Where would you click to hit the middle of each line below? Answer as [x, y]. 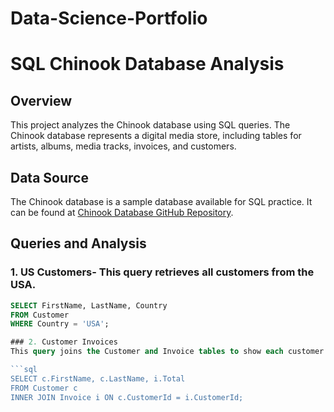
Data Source [49, 177]
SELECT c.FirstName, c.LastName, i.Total [98, 378]
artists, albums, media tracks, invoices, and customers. [123, 146]
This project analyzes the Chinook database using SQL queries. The [150, 125]
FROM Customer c [44, 388]
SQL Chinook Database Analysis [147, 64]
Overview [41, 100]
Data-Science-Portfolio [109, 18]
